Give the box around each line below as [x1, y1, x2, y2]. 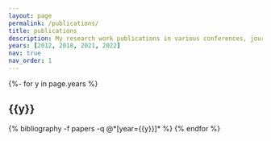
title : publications [8, 27, 78, 35]
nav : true [8, 49, 42, 57]
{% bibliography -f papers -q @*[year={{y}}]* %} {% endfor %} [8, 123, 221, 133]
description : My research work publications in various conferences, [8, 34, 248, 43]
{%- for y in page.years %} [8, 78, 98, 89]
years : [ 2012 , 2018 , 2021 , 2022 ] [8, 42, 121, 50]
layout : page [8, 11, 52, 20]
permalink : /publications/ [8, 19, 99, 27]
